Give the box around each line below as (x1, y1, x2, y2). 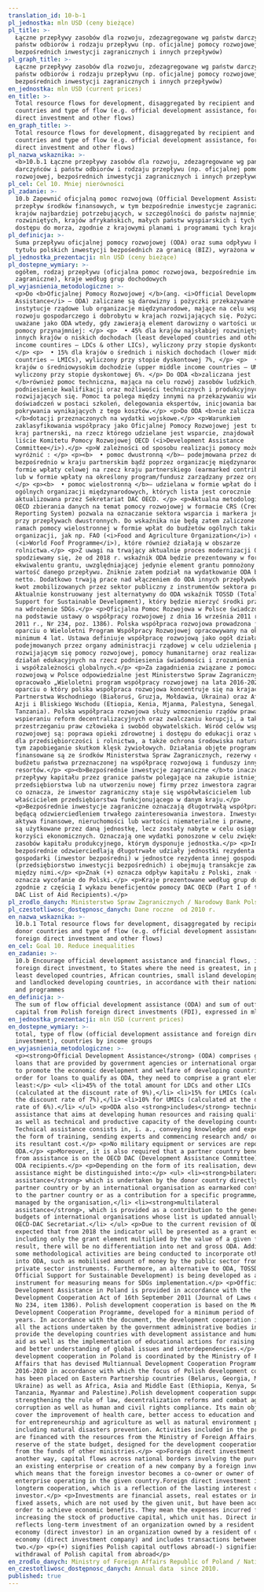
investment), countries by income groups (15, 1037, 153, 1045)
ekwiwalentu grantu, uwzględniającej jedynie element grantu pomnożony (15, 561, 255, 569)
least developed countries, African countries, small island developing (15, 971, 258, 980)
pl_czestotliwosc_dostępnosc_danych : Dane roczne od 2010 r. (8, 906, 216, 913)
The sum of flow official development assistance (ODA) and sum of (15, 1001, 241, 1009)
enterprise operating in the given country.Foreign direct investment (15, 1477, 251, 1485)
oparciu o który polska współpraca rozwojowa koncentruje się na (15, 686, 234, 694)
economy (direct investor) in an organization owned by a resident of (15, 1528, 251, 1536)
